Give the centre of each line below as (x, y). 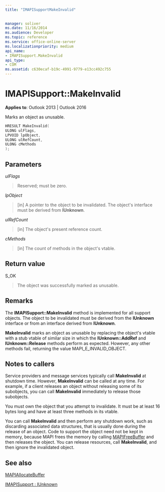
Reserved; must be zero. (42, 186)
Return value (25, 264)
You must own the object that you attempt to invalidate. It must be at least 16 (82, 406)
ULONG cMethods (21, 144)
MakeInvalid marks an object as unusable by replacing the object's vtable (80, 333)
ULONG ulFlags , (21, 131)
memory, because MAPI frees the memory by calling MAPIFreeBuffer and (80, 437)
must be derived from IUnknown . (51, 210)
